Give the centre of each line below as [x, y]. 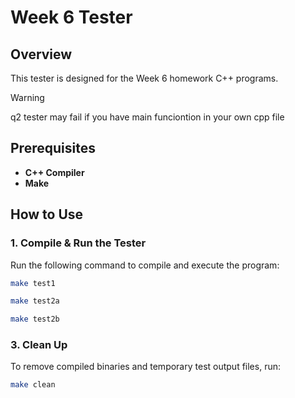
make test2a [35, 301]
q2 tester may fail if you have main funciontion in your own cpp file [147, 117]
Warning [27, 97]
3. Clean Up [39, 345]
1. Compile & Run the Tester [78, 243]
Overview [41, 54]
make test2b [35, 319]
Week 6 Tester [71, 17]
